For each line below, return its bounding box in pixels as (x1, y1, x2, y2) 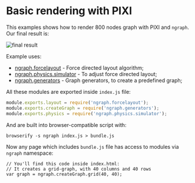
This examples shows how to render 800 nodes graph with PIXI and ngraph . (6, 24, 190, 31)
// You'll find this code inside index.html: (6, 161, 120, 166)
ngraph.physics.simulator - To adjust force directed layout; (14, 70, 157, 77)
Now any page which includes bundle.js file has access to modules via (6, 143, 179, 150)
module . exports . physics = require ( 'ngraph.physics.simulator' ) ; (6, 110, 167, 116)
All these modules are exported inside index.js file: (6, 88, 131, 95)
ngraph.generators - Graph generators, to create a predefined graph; (14, 77, 183, 84)
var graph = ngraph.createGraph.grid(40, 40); (6, 171, 123, 177)
